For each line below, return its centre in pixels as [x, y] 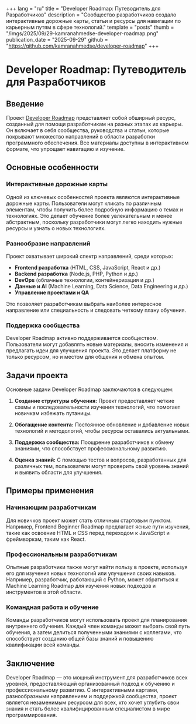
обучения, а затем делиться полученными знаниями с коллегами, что [94, 632]
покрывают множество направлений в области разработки [80, 137]
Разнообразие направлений [48, 243]
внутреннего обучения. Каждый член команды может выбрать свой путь [98, 626]
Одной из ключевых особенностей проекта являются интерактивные [93, 197]
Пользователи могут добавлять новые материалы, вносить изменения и [97, 344]
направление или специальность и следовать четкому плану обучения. [96, 310]
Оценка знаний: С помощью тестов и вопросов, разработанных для [101, 460]
